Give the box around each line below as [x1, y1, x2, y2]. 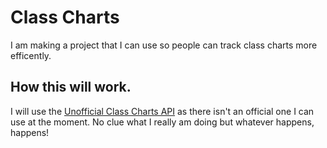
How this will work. [10, 79, 132, 96]
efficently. [10, 49, 52, 61]
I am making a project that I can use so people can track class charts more [10, 39, 318, 51]
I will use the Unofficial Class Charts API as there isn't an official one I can [10, 105, 315, 117]
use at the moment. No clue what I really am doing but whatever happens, [10, 116, 315, 128]
